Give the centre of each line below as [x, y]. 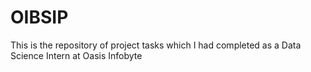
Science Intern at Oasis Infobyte [76, 55]
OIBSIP [39, 17]
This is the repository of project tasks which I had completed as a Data [156, 45]
